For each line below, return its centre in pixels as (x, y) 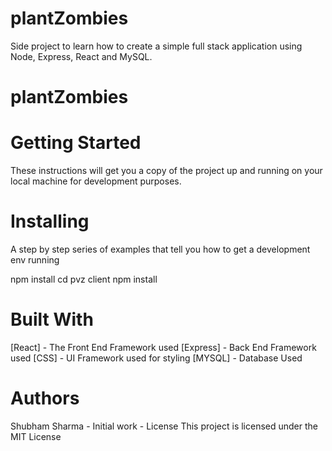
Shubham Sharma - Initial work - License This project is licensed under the (164, 426)
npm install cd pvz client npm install (84, 279)
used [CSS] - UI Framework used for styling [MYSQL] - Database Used (156, 358)
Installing (50, 221)
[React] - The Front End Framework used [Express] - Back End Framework (163, 347)
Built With (52, 319)
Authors (45, 398)
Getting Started (76, 143)
